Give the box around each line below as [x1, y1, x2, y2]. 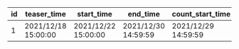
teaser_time [24, 9, 66, 18]
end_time [127, 9, 160, 18]
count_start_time [171, 9, 231, 18]
